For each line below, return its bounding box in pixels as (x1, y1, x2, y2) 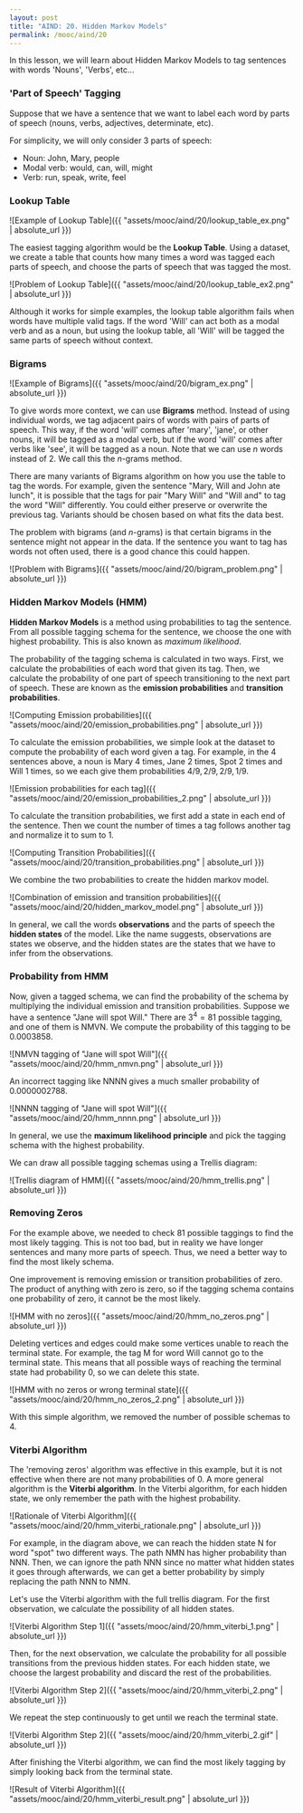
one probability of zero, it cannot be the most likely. (9, 1292, 201, 1304)
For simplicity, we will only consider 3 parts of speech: (9, 135, 213, 146)
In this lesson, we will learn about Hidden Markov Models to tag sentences (9, 55, 287, 66)
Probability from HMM (9, 970, 109, 983)
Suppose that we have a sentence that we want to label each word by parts (9, 108, 290, 119)
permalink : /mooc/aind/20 (9, 30, 107, 39)
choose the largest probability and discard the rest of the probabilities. (9, 1667, 272, 1678)
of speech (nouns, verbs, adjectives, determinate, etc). (9, 117, 214, 128)
